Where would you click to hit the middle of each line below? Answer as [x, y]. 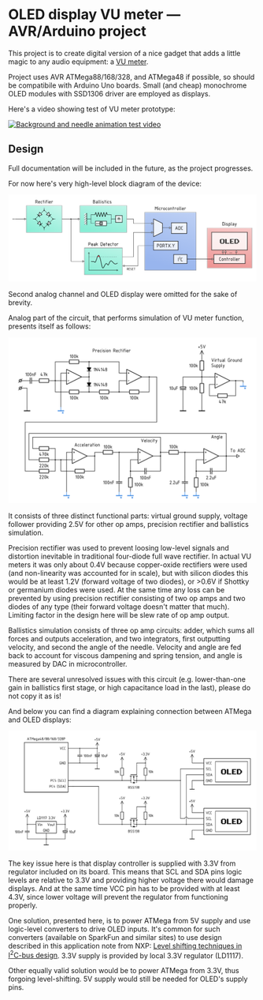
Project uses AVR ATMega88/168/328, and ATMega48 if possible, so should [131, 77]
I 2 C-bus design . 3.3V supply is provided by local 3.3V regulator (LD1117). [126, 955]
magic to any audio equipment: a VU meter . [78, 62]
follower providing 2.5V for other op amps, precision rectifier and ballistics [129, 524]
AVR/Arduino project [78, 31]
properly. [23, 905]
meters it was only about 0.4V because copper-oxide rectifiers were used [128, 565]
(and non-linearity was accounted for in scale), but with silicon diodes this [128, 573]
